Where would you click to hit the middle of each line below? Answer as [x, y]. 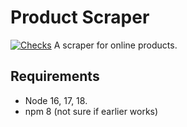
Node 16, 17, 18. [56, 100]
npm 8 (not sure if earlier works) [91, 111]
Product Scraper [80, 17]
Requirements [55, 76]
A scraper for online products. [115, 45]
